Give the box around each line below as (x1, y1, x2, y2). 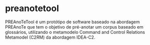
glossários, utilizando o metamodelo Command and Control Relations (5, 29, 145, 35)
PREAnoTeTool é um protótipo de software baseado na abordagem (5, 19, 140, 25)
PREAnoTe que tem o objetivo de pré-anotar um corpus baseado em (5, 24, 144, 30)
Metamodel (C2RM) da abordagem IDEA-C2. (5, 34, 95, 40)
